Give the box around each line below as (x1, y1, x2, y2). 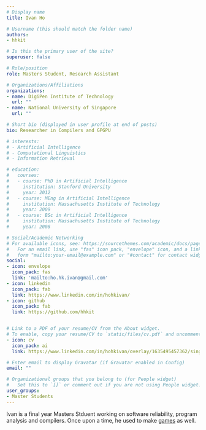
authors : (6, 31, 29, 37)
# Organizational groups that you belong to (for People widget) (6, 376, 177, 383)
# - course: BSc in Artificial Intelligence (6, 213, 128, 219)
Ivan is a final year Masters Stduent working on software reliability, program (6, 410, 197, 418)
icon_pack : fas (12, 269, 51, 275)
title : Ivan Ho (6, 15, 45, 21)
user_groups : (6, 388, 40, 394)
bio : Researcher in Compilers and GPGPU (6, 127, 112, 133)
